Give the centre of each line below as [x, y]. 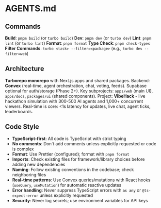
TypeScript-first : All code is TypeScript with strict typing [69, 139]
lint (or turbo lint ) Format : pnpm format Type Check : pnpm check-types [78, 43]
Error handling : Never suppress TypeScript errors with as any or [77, 190]
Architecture [25, 69]
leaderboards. [19, 111]
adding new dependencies [39, 164]
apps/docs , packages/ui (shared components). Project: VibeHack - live [75, 96]
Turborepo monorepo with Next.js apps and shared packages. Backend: [78, 80]
